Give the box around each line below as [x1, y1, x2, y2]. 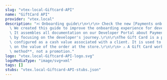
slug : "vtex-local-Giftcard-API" [5, 7, 75, 12]
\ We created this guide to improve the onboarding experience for [9, 26, 153, 31]
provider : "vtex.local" [5, 16, 55, 21]
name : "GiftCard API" [5, 12, 50, 17]
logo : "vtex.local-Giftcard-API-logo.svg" [5, 53, 94, 59]
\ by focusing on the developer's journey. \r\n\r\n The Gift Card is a [9, 35, 159, 40]
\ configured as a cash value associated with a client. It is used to [9, 40, 162, 45]
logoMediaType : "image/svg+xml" [5, 58, 72, 63]
